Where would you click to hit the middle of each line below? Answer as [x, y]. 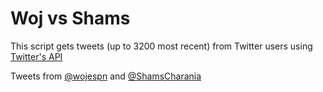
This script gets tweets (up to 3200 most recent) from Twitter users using [161, 46]
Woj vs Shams [70, 18]
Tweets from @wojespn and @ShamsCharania [106, 76]
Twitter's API [36, 56]
